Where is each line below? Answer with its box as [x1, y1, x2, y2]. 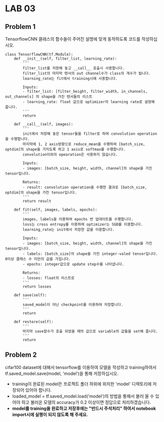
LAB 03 [5, 3, 36, 14]
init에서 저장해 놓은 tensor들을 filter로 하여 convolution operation [23, 131, 158, 136]
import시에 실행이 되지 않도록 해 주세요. [12, 411, 88, 417]
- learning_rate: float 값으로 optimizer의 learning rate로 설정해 [23, 99, 155, 104]
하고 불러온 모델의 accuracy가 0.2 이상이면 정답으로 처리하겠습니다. [21, 399, 151, 405]
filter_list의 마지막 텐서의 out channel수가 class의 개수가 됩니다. [23, 71, 151, 76]
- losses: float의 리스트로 [23, 275, 75, 280]
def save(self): [14, 293, 47, 298]
